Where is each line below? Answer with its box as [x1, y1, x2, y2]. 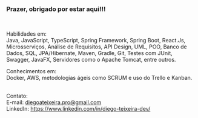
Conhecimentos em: [6, 68, 57, 75]
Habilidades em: [6, 30, 47, 38]
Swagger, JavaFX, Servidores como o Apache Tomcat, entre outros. [6, 56, 176, 64]
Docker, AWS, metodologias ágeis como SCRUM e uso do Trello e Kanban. [6, 74, 193, 82]
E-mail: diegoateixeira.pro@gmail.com [6, 99, 102, 106]
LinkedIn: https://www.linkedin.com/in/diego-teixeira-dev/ [6, 105, 151, 113]
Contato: [6, 93, 28, 100]
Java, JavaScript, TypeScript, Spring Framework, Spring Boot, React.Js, [6, 37, 186, 44]
